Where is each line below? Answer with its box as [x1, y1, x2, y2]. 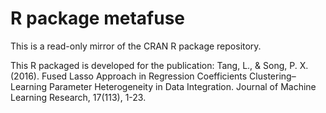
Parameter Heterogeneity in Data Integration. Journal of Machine [49, 80, 317, 92]
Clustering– [249, 70, 297, 82]
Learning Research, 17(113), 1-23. [10, 91, 147, 103]
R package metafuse [10, 7, 185, 30]
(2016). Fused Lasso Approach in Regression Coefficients [10, 70, 248, 82]
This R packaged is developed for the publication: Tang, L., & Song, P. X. [10, 59, 309, 71]
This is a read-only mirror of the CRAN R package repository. [10, 40, 262, 52]
